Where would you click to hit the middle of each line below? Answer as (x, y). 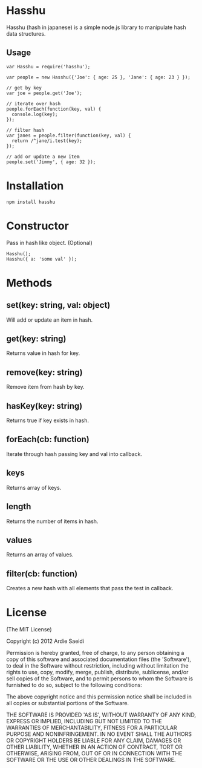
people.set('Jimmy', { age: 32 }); (51, 162)
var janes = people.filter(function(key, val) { (69, 135)
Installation (35, 186)
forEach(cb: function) (48, 439)
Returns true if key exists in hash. (48, 420)
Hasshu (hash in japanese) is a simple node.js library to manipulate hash (96, 27)
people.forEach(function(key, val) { (54, 109)
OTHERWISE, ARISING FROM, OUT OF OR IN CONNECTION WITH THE (94, 753)
